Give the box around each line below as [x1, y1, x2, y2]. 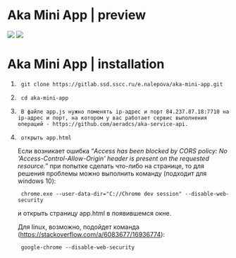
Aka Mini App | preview [7, 7, 147, 23]
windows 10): [17, 177, 56, 185]
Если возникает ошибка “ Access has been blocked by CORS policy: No [17, 146, 228, 155]
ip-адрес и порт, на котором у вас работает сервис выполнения [17, 114, 208, 122]
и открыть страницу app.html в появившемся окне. [17, 209, 172, 217]
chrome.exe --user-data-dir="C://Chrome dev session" [20, 190, 182, 197]
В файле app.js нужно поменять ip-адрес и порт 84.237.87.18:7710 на [20, 108, 230, 115]
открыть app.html [20, 134, 72, 141]
